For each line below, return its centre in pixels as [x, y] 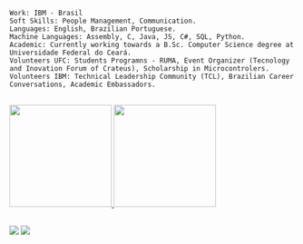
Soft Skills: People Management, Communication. [103, 21]
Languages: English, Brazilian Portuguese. [93, 29]
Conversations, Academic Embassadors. [83, 84]
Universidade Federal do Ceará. [70, 53]
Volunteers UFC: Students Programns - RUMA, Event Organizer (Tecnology [150, 61]
